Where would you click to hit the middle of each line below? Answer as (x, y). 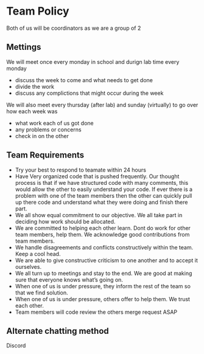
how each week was (32, 111)
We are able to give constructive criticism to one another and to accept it (106, 260)
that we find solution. (41, 293)
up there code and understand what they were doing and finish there (101, 202)
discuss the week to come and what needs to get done (84, 80)
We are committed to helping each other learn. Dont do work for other (103, 228)
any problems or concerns (48, 130)
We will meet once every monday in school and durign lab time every (93, 61)
